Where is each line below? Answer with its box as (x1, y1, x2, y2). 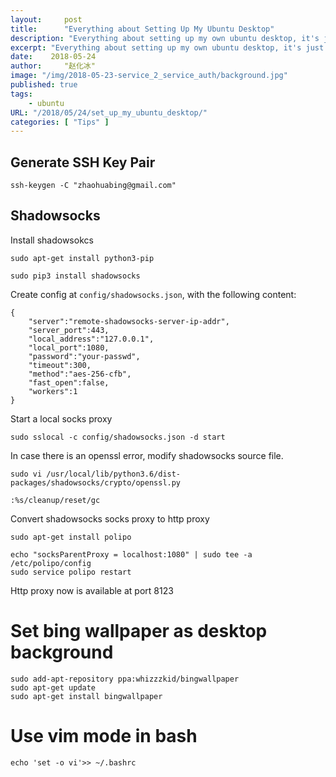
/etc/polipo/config (10, 558, 92, 568)
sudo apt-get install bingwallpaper (10, 691, 163, 701)
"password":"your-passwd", (28, 351, 141, 361)
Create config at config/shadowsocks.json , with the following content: (10, 288, 297, 300)
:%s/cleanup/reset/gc (10, 495, 101, 505)
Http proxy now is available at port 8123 (10, 584, 174, 596)
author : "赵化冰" (10, 61, 96, 71)
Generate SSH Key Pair (10, 154, 156, 171)
